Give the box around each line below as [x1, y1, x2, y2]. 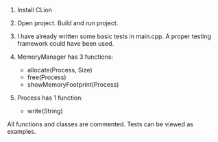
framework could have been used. [16, 40, 114, 47]
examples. [7, 128, 36, 135]
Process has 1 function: [16, 94, 84, 102]
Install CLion [16, 6, 53, 14]
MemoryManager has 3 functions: [16, 53, 114, 61]
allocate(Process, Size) [27, 66, 93, 74]
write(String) [27, 107, 63, 115]
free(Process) [27, 73, 66, 81]
